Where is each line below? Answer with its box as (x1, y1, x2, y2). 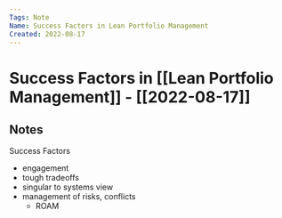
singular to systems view (21, 182, 114, 192)
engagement (21, 163, 69, 174)
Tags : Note (9, 12, 50, 22)
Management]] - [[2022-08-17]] (9, 86, 251, 107)
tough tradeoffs (21, 173, 80, 183)
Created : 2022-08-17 (9, 29, 86, 38)
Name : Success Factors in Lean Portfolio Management (9, 21, 209, 30)
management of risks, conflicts (21, 191, 136, 202)
